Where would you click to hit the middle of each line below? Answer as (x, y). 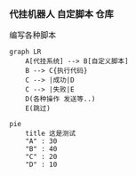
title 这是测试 (51, 134)
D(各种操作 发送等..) (60, 100)
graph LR (25, 52)
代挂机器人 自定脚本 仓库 (61, 13)
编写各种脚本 (32, 35)
